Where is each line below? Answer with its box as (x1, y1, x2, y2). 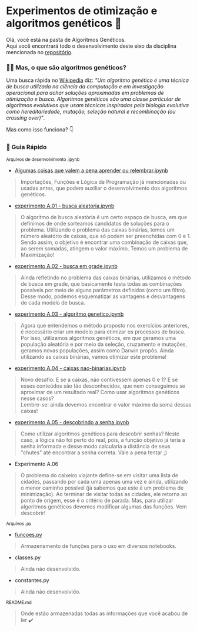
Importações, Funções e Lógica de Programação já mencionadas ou (20, 178, 186, 185)
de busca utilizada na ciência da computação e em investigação (6, 83, 163, 90)
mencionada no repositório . (6, 48, 73, 55)
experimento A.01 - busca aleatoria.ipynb (14, 202, 115, 209)
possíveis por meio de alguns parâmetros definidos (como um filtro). (20, 286, 187, 293)
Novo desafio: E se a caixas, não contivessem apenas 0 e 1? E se (20, 376, 178, 383)
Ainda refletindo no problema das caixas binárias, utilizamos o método (20, 274, 191, 281)
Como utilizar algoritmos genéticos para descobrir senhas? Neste (20, 430, 180, 437)
